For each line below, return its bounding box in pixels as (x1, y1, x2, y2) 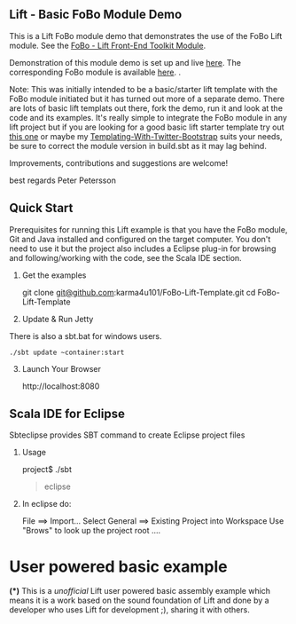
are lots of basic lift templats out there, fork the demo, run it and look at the (9, 102, 284, 114)
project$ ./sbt (21, 464, 73, 475)
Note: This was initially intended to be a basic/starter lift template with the (9, 83, 278, 94)
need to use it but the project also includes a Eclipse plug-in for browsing (9, 243, 277, 254)
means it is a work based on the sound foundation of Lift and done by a (9, 595, 269, 606)
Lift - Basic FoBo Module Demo (9, 7, 183, 22)
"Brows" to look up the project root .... (21, 525, 161, 536)
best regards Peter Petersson (9, 175, 117, 186)
